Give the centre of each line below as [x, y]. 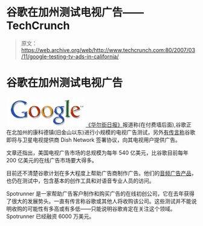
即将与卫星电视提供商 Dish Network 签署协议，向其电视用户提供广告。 [94, 139]
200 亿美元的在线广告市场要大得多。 [52, 160]
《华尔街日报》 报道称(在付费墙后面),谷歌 [136, 124]
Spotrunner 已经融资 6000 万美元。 [50, 216]
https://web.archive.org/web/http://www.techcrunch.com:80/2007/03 [108, 50]
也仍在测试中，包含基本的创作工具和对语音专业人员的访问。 [80, 181]
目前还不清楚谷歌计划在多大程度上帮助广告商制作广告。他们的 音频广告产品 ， [101, 173]
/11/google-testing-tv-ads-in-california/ [70, 56]
